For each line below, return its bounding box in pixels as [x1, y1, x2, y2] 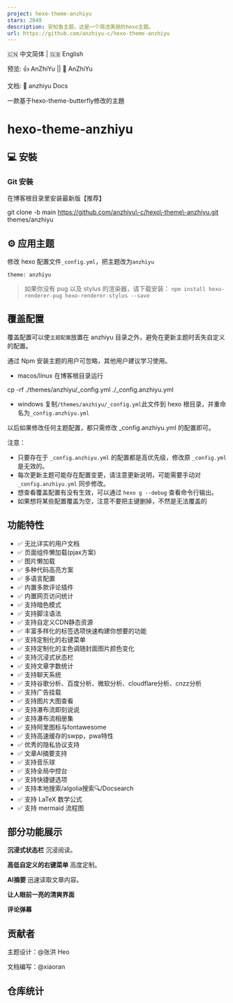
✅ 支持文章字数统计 [17, 662, 74, 670]
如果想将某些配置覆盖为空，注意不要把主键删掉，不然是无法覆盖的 [17, 497, 207, 505]
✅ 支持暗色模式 [17, 600, 61, 609]
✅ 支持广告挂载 [17, 688, 61, 696]
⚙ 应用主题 [7, 237, 54, 249]
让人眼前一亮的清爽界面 [7, 890, 75, 899]
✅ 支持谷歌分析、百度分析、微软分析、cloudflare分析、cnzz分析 [17, 679, 202, 688]
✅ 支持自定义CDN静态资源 [17, 618, 93, 626]
